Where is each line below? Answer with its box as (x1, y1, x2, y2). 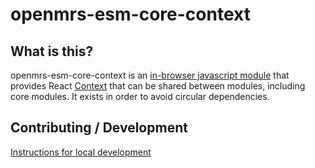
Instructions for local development (10, 146, 152, 158)
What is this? (10, 43, 94, 60)
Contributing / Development (10, 119, 188, 137)
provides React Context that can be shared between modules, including (10, 80, 306, 92)
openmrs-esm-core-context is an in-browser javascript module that (10, 69, 290, 81)
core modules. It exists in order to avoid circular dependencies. (10, 91, 270, 102)
